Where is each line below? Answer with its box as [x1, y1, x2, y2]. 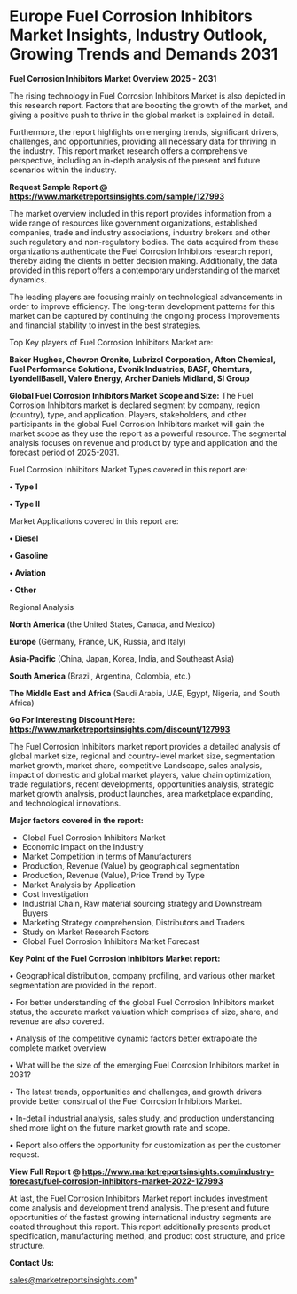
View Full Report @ [9, 1166, 82, 1177]
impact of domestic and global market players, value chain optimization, [9, 769, 272, 780]
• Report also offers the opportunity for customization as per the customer [9, 1139, 281, 1150]
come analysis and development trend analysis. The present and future [9, 1202, 270, 1213]
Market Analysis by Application [21, 879, 136, 890]
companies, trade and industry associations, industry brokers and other [9, 226, 270, 237]
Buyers [21, 908, 49, 918]
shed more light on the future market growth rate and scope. [9, 1122, 231, 1133]
